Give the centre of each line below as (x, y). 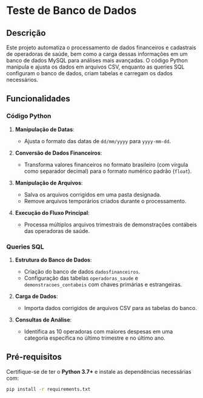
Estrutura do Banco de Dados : (53, 260)
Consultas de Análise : (43, 320)
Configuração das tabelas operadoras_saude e (81, 278)
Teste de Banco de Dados (72, 11)
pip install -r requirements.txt (48, 389)
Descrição (26, 33)
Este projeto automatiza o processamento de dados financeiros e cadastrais (101, 47)
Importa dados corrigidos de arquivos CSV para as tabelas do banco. (110, 308)
